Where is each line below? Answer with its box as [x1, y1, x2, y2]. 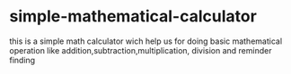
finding [9, 54, 36, 65]
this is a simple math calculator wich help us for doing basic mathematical [9, 36, 283, 46]
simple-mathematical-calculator [9, 6, 258, 27]
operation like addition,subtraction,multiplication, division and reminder [9, 45, 272, 55]
